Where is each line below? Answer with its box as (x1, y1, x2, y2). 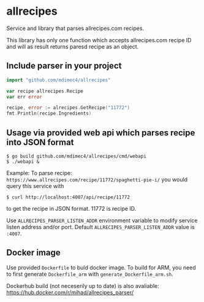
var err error (6, 94, 43, 100)
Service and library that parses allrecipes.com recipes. (6, 25, 145, 32)
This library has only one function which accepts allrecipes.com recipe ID (6, 36, 192, 43)
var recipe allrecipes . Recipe (6, 88, 84, 94)
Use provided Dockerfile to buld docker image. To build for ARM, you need (6, 263, 196, 271)
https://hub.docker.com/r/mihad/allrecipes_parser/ (6, 289, 134, 296)
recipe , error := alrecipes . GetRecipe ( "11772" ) (6, 105, 130, 111)
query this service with (6, 182, 64, 189)
